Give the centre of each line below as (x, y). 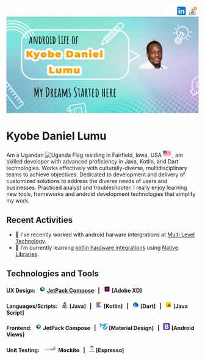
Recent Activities (40, 220)
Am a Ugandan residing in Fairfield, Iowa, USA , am (95, 155)
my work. (18, 201)
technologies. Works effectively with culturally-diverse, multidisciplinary (97, 168)
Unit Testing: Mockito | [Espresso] (65, 350)
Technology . (31, 241)
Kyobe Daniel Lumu (56, 136)
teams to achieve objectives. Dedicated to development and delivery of (96, 174)
